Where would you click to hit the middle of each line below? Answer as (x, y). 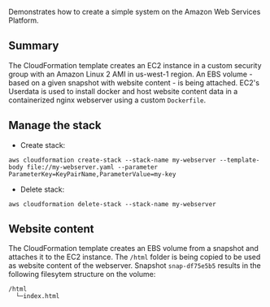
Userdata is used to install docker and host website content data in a (123, 91)
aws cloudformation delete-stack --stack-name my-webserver (113, 204)
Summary (34, 46)
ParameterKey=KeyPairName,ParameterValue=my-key (92, 174)
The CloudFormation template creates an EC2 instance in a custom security (135, 65)
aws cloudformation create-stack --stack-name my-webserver (113, 160)
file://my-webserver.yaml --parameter (92, 167)
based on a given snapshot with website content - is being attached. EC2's (134, 82)
